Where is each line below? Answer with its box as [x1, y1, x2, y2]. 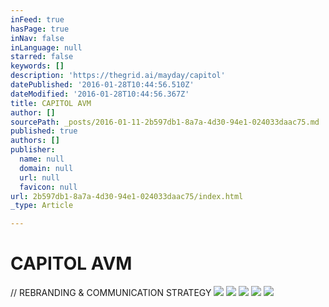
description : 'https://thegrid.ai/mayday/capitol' [10, 71, 226, 81]
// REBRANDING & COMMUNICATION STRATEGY [10, 287, 212, 299]
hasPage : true [10, 24, 70, 34]
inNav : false [10, 33, 65, 43]
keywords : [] [10, 61, 65, 71]
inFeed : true [10, 14, 65, 25]
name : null [19, 154, 65, 164]
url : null [19, 172, 60, 183]
